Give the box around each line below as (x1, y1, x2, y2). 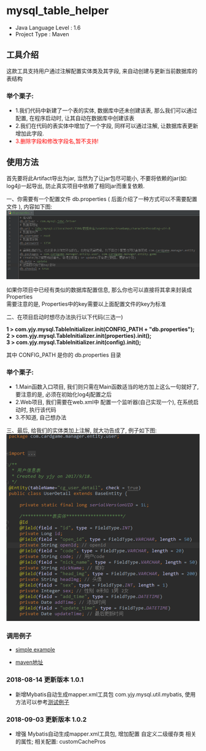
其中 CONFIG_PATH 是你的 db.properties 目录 (6, 351, 121, 359)
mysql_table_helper (6, 4, 109, 18)
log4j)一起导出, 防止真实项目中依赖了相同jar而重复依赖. (6, 182, 145, 189)
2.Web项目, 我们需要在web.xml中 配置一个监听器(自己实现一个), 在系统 (15, 398, 194, 405)
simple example (15, 646, 55, 654)
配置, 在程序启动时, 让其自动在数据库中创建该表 (15, 115, 135, 122)
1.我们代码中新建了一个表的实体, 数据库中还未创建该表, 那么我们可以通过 (15, 107, 197, 114)
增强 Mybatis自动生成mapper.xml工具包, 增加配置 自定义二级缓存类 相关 (15, 730, 197, 738)
